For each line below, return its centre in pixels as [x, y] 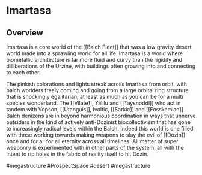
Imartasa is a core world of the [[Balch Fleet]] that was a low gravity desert [99, 47]
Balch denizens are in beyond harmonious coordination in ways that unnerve [101, 116]
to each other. [23, 72]
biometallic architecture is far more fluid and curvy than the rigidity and [94, 60]
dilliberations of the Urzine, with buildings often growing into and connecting [101, 66]
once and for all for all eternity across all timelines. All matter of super [92, 141]
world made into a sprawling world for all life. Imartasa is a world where [95, 53]
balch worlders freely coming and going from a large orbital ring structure [97, 90]
